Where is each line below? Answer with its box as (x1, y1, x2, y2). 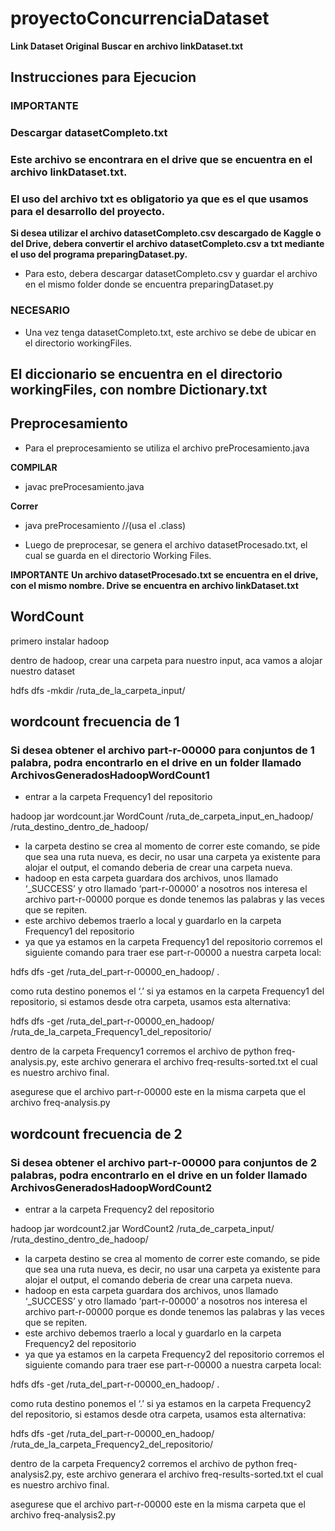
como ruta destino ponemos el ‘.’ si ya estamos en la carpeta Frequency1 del (10, 985, 325, 997)
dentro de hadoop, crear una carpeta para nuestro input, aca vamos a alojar (10, 654, 323, 666)
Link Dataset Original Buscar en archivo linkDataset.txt (10, 40, 244, 52)
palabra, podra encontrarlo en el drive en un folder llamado (10, 756, 302, 770)
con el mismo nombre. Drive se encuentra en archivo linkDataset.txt (10, 579, 299, 591)
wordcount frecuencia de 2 (10, 1125, 183, 1142)
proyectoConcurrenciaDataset (10, 7, 270, 30)
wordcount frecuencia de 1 (10, 713, 180, 731)
